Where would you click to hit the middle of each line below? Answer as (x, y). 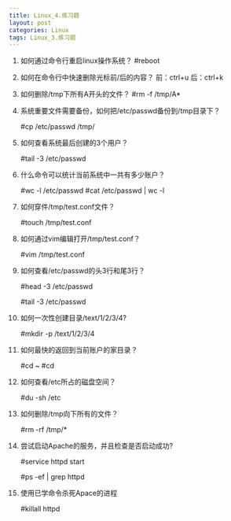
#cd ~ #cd (37, 366)
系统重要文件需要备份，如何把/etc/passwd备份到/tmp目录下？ (120, 111)
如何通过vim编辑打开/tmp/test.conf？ (80, 239)
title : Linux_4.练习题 (44, 15)
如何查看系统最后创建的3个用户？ (74, 143)
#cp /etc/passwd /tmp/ (57, 127)
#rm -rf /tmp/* (44, 430)
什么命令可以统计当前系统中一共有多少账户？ (93, 175)
